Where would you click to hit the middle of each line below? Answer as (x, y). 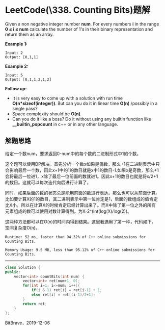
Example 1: (16, 44)
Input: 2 (14, 53)
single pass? (25, 108)
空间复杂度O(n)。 (23, 228)
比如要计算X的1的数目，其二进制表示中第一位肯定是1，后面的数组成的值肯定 (82, 199)
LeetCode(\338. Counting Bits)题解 (78, 10)
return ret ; (35, 304)
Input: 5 (14, 75)
